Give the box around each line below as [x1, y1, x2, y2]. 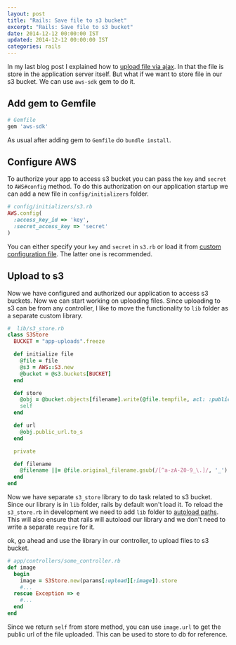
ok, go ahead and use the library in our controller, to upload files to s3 [7, 537, 209, 545]
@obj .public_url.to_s [20, 428, 83, 435]
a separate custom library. [7, 311, 83, 320]
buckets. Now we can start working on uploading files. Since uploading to [7, 296, 221, 305]
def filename [13, 461, 52, 468]
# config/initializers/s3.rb [7, 203, 93, 211]
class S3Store [7, 332, 49, 339]
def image [7, 564, 37, 571]
